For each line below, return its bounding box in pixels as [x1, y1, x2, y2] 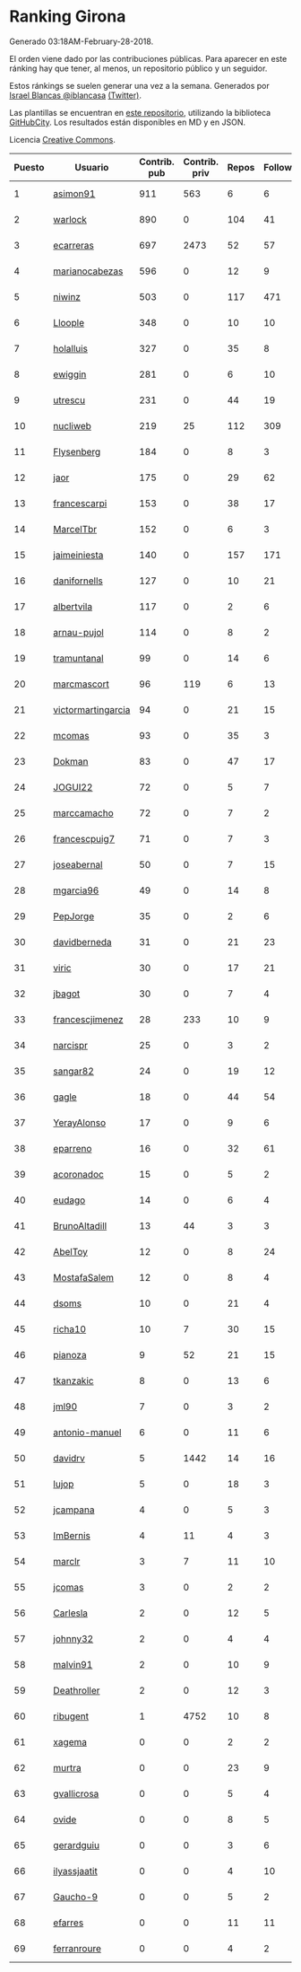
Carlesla [53, 1607, 88, 1619]
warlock [53, 213, 88, 225]
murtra [53, 1761, 82, 1774]
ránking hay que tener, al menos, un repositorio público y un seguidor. [9, 63, 268, 74]
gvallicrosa [53, 1787, 99, 1800]
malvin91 [53, 1658, 93, 1670]
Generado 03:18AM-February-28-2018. [9, 36, 154, 47]
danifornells [53, 574, 103, 587]
